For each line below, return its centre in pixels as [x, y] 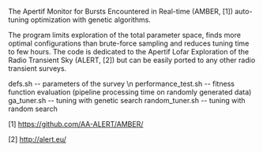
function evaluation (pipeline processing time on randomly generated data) [130, 92]
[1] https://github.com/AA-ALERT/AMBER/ [76, 124]
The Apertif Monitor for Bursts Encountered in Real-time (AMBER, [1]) [121, 11]
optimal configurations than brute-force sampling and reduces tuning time [129, 43]
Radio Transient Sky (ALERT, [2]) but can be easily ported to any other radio [132, 60]
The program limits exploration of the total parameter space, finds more [124, 35]
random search [33, 109]
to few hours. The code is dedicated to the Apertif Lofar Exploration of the [129, 52]
